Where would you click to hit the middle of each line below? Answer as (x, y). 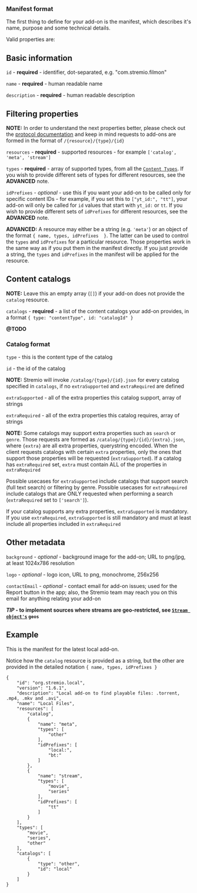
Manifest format (30, 9)
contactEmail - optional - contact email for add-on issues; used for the (92, 586)
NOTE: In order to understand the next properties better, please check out (96, 128)
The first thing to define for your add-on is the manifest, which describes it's (98, 22)
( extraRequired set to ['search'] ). (47, 500)
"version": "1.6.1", (42, 688)
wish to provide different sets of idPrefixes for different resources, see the (97, 211)
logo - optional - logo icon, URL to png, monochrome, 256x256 (83, 574)
